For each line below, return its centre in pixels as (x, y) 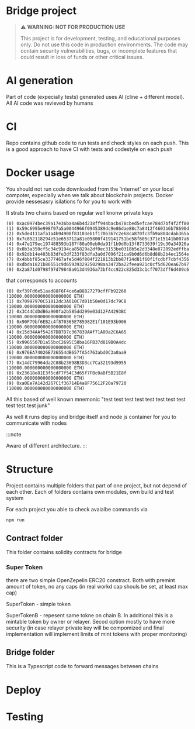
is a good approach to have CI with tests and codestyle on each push (89, 149)
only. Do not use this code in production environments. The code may (104, 44)
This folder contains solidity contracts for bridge (64, 552)
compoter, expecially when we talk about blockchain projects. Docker (90, 195)
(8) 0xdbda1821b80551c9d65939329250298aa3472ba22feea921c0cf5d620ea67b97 (98, 264)
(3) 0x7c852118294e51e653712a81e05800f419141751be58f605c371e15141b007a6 (98, 239)
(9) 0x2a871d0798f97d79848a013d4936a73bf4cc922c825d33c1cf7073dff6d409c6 (98, 269)
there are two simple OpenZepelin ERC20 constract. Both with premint (90, 580)
